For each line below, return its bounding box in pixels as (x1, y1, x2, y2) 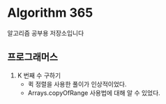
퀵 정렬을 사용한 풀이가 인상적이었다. (27, 80, 127, 88)
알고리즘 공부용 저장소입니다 (7, 29, 84, 37)
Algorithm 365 (7, 5, 93, 21)
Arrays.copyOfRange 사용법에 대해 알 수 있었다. (27, 89, 160, 97)
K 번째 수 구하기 (17, 71, 61, 80)
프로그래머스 (7, 51, 58, 64)
